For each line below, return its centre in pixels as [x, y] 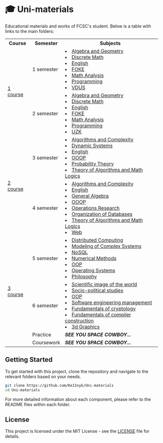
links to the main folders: [30, 31]
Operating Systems [93, 270]
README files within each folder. [38, 404]
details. [12, 436]
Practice [42, 334]
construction [79, 320]
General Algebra [90, 196]
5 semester [45, 258]
